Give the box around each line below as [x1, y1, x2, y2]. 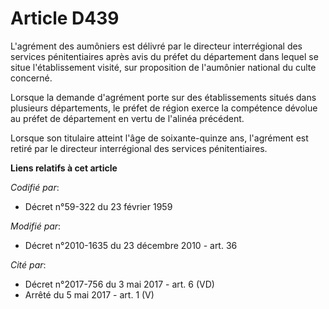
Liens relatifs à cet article [10, 162, 118, 174]
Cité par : [10, 258, 47, 271]
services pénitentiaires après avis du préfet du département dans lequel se [10, 50, 319, 62]
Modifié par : [10, 220, 62, 232]
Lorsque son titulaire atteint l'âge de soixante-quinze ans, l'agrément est [10, 132, 309, 144]
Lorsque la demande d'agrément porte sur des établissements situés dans [10, 91, 317, 103]
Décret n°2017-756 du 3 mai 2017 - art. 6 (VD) [24, 278, 215, 290]
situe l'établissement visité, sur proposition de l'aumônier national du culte [10, 61, 317, 73]
